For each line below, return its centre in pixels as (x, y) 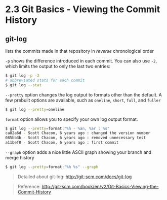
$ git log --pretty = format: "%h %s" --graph (52, 167)
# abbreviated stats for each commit (45, 80)
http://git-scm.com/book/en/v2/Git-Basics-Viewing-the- (100, 186)
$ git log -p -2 (22, 76)
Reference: (29, 186)
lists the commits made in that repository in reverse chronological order (80, 51)
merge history (20, 158)
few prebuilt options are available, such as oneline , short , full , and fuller (83, 100)
